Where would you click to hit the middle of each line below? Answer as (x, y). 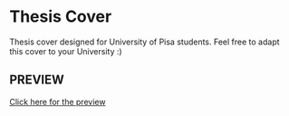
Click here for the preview (58, 101)
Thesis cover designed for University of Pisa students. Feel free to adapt (144, 42)
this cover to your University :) (66, 51)
